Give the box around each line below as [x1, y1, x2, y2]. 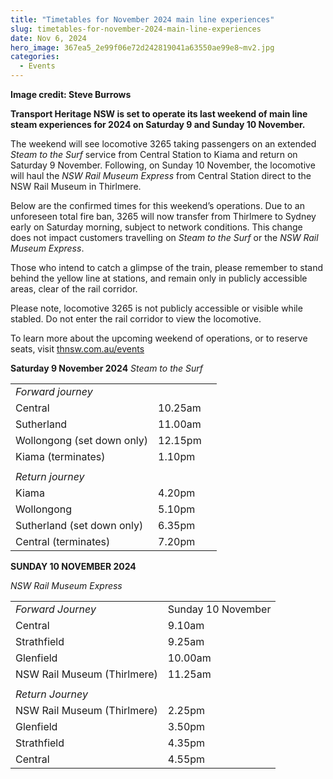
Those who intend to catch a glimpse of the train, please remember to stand [10, 262, 324, 273]
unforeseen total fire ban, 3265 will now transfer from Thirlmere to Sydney [10, 211, 317, 222]
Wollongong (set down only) [15, 434, 149, 447]
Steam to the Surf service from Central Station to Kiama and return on [10, 149, 298, 160]
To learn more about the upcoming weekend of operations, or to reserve [10, 332, 308, 344]
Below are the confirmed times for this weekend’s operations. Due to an [10, 200, 305, 211]
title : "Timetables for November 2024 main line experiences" [10, 14, 275, 25]
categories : [10, 52, 60, 62]
